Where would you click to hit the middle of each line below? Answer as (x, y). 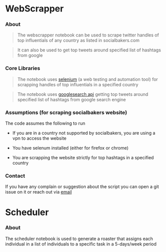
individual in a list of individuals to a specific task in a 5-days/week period (81, 244)
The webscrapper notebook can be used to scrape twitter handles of (88, 35)
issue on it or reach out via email (39, 192)
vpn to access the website (39, 138)
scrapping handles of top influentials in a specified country (78, 84)
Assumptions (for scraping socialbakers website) (66, 112)
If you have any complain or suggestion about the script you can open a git (82, 187)
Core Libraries (23, 68)
